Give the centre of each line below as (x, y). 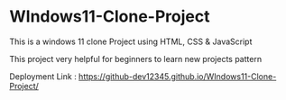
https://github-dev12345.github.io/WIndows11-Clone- (177, 76)
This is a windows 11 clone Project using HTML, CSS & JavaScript (131, 41)
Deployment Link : (43, 76)
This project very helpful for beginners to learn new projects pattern (136, 59)
